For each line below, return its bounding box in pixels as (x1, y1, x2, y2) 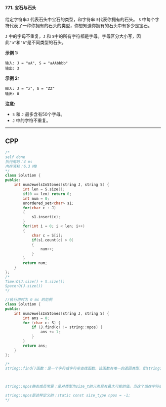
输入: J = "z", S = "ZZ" (5, 86, 55, 91)
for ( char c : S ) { (23, 320, 61, 325)
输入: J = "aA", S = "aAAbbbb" (5, 61, 68, 66)
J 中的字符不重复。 (12, 117, 51, 123)
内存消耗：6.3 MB (5, 164, 37, 169)
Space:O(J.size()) (5, 284, 43, 289)
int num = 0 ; (23, 196, 50, 201)
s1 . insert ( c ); (31, 215, 61, 220)
